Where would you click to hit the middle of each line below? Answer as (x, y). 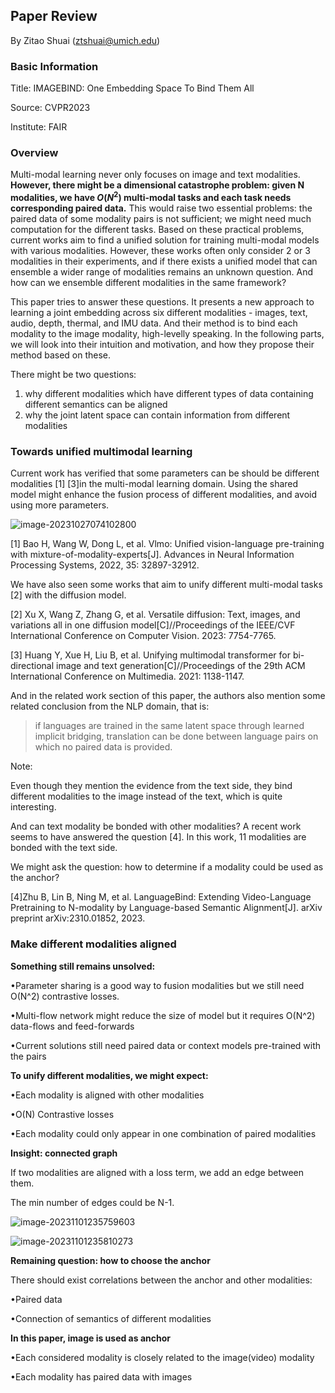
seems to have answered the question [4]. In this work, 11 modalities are (158, 837)
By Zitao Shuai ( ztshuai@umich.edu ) (85, 40)
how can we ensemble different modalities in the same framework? (148, 283)
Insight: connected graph (64, 1153)
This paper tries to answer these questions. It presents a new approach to (162, 302)
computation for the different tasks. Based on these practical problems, (157, 230)
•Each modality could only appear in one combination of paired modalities (163, 1133)
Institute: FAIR (39, 127)
